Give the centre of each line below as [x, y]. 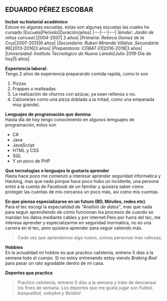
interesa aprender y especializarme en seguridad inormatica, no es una [78, 222]
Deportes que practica [29, 273]
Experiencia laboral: [26, 68]
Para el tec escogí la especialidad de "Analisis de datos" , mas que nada [79, 207]
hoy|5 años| [17, 59]
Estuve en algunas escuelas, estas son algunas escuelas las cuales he [77, 27]
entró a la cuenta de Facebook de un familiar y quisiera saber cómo [74, 186]
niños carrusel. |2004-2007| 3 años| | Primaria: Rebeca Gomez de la [75, 37]
